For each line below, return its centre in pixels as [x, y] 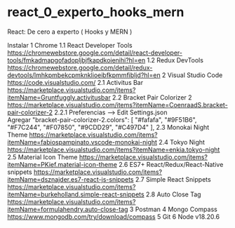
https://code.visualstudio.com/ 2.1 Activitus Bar [75, 82]
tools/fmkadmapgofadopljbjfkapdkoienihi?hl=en [76, 60]
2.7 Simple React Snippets [173, 179]
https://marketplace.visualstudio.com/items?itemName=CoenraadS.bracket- [117, 105]
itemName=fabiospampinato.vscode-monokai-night [82, 142]
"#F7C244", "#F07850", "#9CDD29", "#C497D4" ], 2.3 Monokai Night [108, 127]
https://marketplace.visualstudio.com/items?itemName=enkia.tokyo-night [114, 149]
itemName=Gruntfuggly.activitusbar [59, 97]
